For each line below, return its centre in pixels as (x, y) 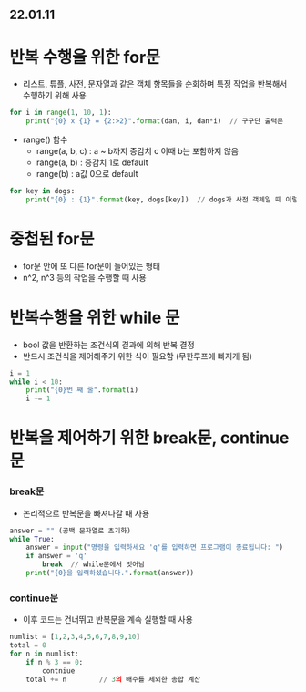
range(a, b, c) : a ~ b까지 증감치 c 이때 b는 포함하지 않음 (138, 151)
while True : (32, 539)
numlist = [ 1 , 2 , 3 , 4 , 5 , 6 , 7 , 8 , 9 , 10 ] (75, 637)
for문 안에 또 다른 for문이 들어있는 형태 (92, 266)
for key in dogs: (42, 191)
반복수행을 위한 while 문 (95, 317)
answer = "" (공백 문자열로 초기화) (71, 531)
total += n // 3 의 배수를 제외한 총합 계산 (113, 679)
